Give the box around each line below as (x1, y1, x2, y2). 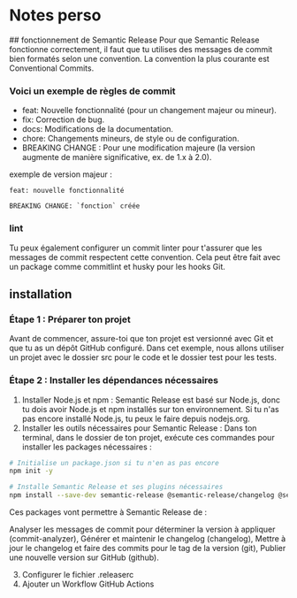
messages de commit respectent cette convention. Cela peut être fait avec (9, 251, 281, 262)
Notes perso (9, 5, 102, 26)
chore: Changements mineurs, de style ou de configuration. (21, 134, 240, 144)
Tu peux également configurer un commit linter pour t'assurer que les (9, 242, 263, 253)
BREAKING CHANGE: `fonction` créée (9, 202, 141, 211)
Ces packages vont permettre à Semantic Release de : (9, 507, 208, 517)
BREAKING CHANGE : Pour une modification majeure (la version (21, 142, 255, 153)
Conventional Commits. (9, 63, 95, 73)
